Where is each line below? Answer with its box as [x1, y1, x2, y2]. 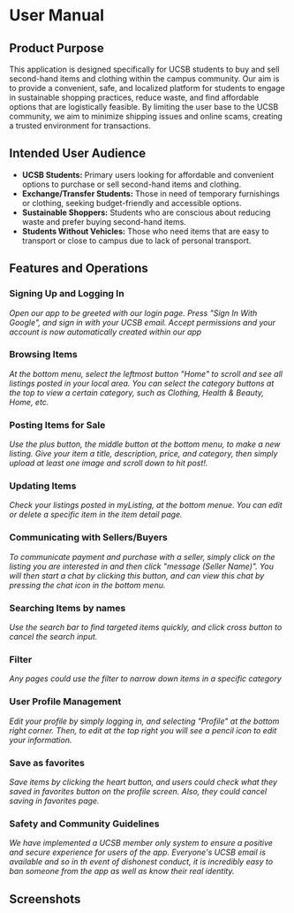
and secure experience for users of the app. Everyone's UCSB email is [9, 847, 267, 858]
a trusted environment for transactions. [9, 120, 152, 131]
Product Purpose [9, 41, 104, 56]
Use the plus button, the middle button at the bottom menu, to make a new [9, 439, 281, 449]
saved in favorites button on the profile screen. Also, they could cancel [9, 786, 268, 796]
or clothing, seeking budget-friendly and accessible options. [21, 197, 242, 208]
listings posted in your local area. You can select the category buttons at [9, 378, 275, 388]
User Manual [9, 5, 104, 26]
